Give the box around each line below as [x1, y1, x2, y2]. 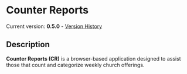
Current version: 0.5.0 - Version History [6, 23, 103, 30]
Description [6, 40, 50, 50]
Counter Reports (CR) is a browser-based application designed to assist [6, 55, 181, 62]
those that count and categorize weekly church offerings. [6, 61, 145, 68]
